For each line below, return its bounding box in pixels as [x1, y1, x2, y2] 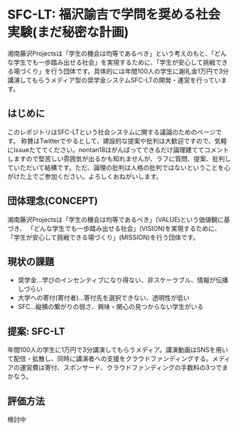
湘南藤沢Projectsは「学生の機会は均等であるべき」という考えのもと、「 [7, 49, 215, 58]
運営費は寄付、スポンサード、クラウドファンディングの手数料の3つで [19, 363, 222, 372]
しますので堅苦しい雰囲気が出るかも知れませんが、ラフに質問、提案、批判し [7, 154, 232, 163]
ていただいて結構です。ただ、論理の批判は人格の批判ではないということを [7, 163, 225, 171]
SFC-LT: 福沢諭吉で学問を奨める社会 [7, 6, 221, 23]
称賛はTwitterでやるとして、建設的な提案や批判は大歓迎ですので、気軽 [21, 136, 227, 145]
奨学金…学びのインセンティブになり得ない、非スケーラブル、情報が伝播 [17, 276, 229, 284]
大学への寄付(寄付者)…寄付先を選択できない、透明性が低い [17, 294, 190, 302]
